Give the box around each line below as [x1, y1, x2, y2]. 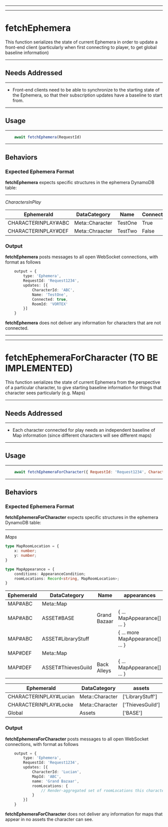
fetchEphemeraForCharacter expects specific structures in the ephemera [5, 514, 158, 520]
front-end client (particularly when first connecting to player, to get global [5, 44, 157, 50]
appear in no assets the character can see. [5, 816, 93, 822]
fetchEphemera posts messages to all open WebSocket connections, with [5, 254, 158, 260]
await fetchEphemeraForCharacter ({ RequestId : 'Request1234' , [14, 469, 146, 474]
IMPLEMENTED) [5, 363, 73, 374]
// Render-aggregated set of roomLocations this [40, 788, 144, 793]
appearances [123, 592, 156, 599]
